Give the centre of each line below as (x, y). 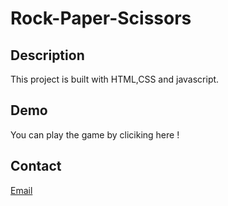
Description (47, 55)
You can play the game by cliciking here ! (95, 134)
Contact (36, 166)
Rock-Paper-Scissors (101, 18)
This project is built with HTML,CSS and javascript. (115, 79)
